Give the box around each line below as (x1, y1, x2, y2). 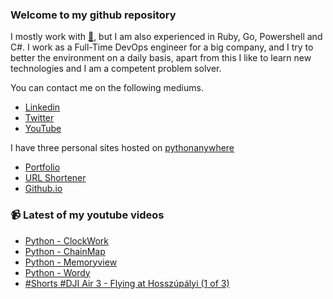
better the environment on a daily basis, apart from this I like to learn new (10, 52, 312, 64)
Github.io (24, 183, 63, 195)
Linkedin (24, 101, 61, 113)
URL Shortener (24, 172, 87, 184)
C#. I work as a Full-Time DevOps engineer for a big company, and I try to (10, 41, 314, 53)
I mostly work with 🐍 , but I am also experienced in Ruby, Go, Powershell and (10, 31, 323, 43)
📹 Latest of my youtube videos (10, 208, 165, 222)
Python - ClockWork (24, 234, 109, 247)
